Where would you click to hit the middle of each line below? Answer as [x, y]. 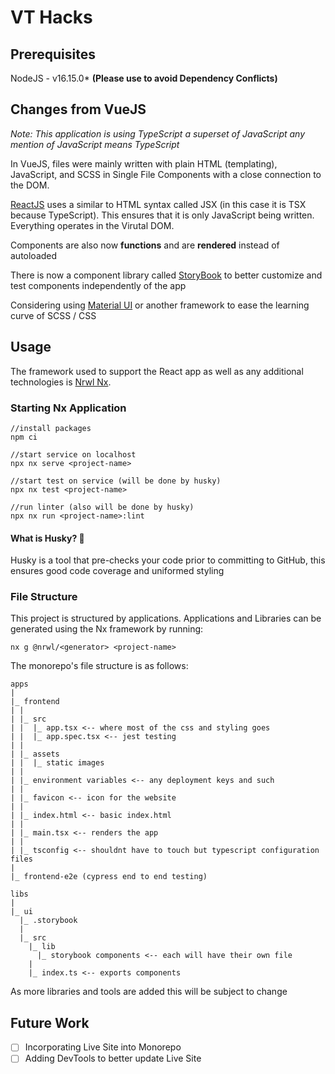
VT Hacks [51, 17]
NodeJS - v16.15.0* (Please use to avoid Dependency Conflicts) [144, 78]
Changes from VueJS [78, 109]
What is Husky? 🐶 [47, 538]
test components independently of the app [98, 285]
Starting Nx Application [68, 408]
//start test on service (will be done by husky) [116, 481]
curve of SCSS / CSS [53, 315]
